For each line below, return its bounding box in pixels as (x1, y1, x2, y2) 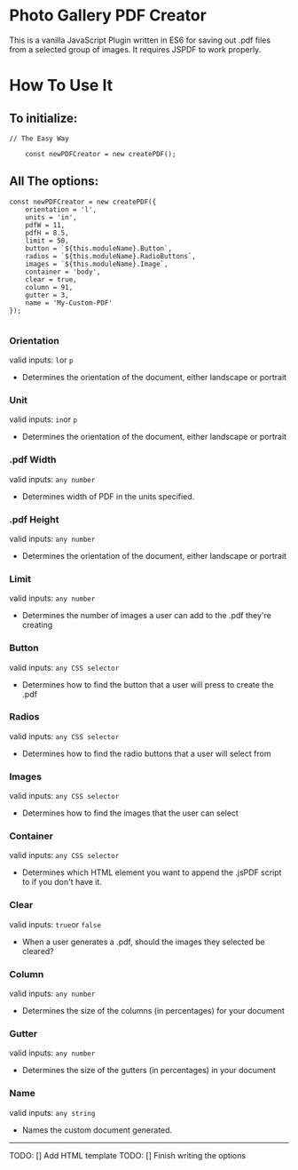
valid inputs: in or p (9, 414, 78, 425)
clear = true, (25, 275, 77, 284)
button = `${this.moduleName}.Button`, (25, 243, 173, 253)
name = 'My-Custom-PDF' (25, 298, 114, 307)
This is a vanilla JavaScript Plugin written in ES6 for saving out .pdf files (9, 35, 271, 45)
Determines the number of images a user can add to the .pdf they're (21, 610, 272, 621)
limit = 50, (25, 236, 69, 245)
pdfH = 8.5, (25, 228, 69, 237)
